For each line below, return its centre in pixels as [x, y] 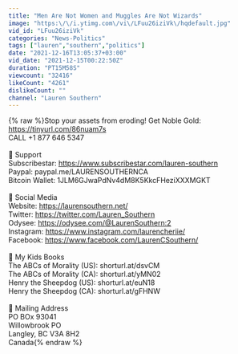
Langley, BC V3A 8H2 [44, 334]
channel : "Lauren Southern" [55, 98]
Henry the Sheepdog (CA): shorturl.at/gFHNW [84, 291]
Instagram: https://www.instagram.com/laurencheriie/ [97, 232]
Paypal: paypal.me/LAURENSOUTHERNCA [78, 172]
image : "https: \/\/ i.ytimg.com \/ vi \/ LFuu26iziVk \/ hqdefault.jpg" [119, 23]
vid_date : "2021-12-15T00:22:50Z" [66, 61]
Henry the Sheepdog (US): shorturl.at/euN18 [82, 283]
